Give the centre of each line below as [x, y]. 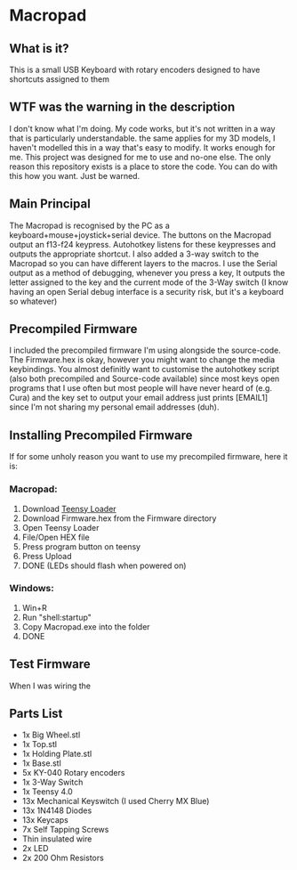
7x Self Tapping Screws [65, 830]
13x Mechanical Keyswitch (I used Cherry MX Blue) [116, 801]
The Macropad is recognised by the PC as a [90, 225]
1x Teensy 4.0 [47, 792]
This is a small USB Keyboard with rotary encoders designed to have [135, 69]
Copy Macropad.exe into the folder [86, 626]
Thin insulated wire [57, 839]
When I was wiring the [50, 686]
